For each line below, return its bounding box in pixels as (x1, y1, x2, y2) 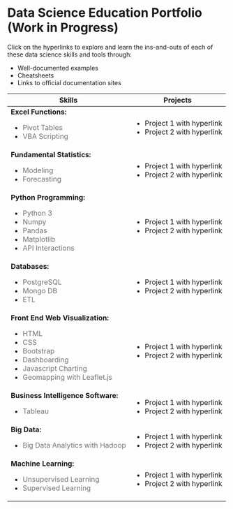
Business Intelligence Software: (10, 390, 119, 400)
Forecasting (22, 174, 61, 184)
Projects (163, 95, 192, 105)
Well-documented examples (17, 64, 99, 72)
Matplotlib (22, 234, 56, 244)
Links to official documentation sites (17, 78, 122, 87)
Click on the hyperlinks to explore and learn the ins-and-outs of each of (7, 43, 213, 51)
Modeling (22, 165, 54, 175)
